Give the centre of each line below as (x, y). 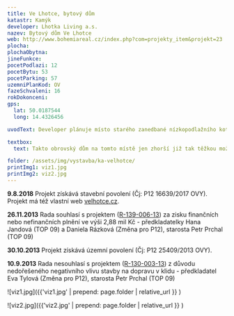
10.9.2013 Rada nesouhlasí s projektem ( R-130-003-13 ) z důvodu (101, 263)
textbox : (20, 142)
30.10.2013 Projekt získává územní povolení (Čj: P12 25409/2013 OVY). (110, 250)
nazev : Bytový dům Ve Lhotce (49, 33)
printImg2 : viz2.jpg (37, 174)
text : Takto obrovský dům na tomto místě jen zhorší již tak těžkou (115, 149)
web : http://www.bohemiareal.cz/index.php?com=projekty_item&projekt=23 (115, 40)
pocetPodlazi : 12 (32, 65)
